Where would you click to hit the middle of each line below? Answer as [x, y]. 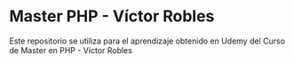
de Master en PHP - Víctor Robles [71, 50]
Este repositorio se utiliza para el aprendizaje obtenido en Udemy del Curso [147, 41]
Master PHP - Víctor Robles [112, 16]
